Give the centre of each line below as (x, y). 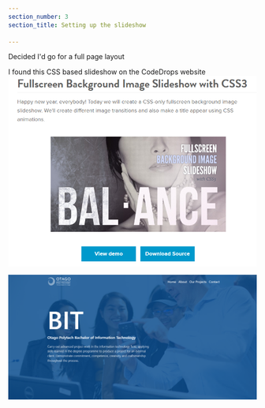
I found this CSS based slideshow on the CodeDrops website (107, 72)
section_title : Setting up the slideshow (77, 25)
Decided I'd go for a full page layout (66, 57)
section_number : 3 (38, 17)
